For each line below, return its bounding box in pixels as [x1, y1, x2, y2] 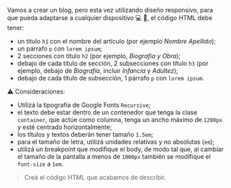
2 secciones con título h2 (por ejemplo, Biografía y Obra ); [17, 52, 181, 60]
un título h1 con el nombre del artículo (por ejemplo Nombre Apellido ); [17, 37, 216, 45]
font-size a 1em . [17, 160, 64, 168]
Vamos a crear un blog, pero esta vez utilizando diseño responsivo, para [7, 6, 213, 14]
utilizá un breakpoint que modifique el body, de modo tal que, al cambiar [17, 145, 224, 153]
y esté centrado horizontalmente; [17, 123, 112, 131]
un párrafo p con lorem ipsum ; [17, 44, 102, 53]
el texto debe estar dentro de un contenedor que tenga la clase [17, 108, 198, 117]
